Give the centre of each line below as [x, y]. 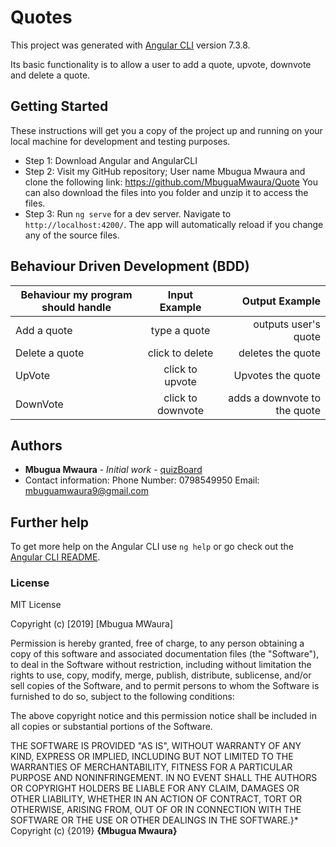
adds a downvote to [274, 398]
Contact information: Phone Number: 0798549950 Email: [142, 480]
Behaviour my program [76, 294]
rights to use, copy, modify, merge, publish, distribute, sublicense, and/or [161, 675]
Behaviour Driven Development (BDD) [130, 266]
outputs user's [287, 324]
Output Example [281, 301]
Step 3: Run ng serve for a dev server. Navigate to [128, 213]
